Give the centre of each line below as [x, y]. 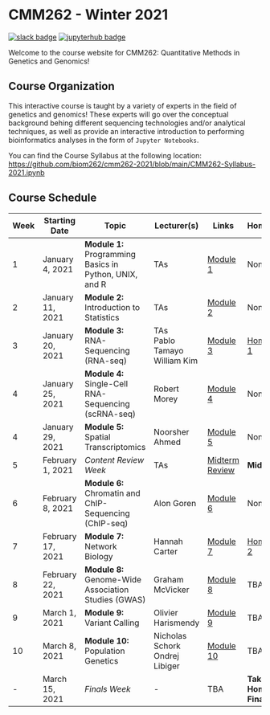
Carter [166, 551]
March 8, [59, 646]
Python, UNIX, [111, 274]
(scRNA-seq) [110, 414]
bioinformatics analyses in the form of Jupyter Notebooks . [104, 140]
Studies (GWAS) [115, 599]
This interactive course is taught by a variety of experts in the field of [123, 105]
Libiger [167, 666]
